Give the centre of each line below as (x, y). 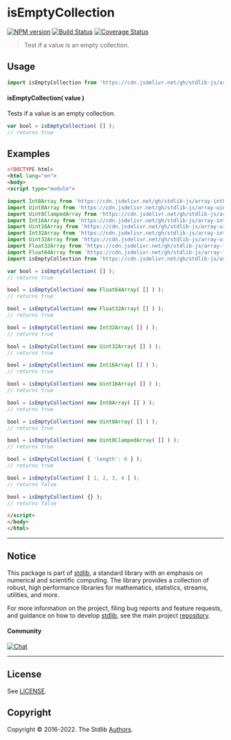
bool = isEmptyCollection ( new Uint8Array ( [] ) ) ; (82, 422)
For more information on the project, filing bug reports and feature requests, (114, 608)
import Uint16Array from (43, 227)
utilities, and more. (33, 595)
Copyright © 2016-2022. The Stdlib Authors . (70, 729)
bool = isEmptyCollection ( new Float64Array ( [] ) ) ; (86, 290)
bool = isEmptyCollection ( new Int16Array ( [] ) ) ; (82, 365)
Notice (22, 556)
